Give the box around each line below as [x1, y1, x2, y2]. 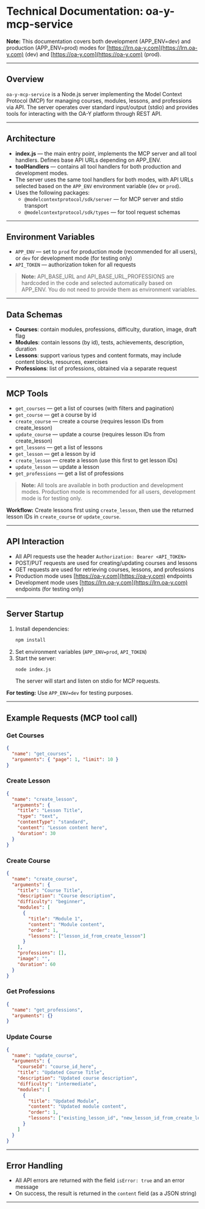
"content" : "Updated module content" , [28, 1104, 127, 1110]
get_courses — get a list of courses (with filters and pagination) [15, 404, 174, 412]
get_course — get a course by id [15, 411, 96, 418]
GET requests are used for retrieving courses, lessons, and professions [15, 566, 195, 573]
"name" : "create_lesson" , [12, 796, 78, 802]
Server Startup [6, 608, 64, 620]
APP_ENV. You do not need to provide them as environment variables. [21, 286, 197, 294]
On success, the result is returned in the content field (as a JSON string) [15, 1190, 197, 1197]
